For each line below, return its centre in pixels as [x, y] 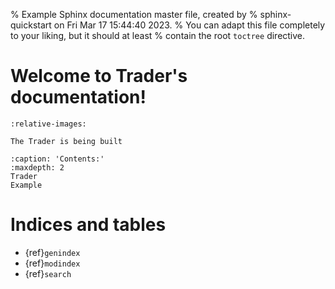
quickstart [31, 25]
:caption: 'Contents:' [57, 159]
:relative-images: [48, 124]
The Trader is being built [66, 141]
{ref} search [48, 273]
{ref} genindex [52, 252]
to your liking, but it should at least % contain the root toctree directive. [158, 35]
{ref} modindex [52, 263]
